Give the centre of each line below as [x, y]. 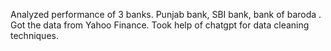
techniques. [34, 35]
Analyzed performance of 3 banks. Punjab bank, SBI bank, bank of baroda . [166, 14]
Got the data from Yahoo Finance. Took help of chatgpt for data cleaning [160, 25]
